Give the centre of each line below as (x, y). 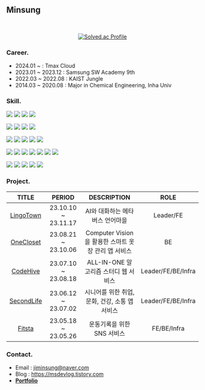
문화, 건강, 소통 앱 (110, 301)
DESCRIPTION (110, 197)
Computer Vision (110, 233)
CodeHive (26, 271)
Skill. (14, 101)
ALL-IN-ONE (106, 262)
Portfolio (27, 381)
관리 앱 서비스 (113, 251)
